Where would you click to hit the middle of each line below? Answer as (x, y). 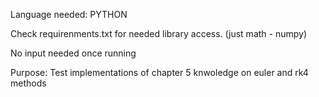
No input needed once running (73, 53)
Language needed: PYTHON (69, 14)
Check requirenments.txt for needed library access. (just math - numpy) (159, 33)
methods (28, 83)
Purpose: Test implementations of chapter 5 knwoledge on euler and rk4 (159, 72)
